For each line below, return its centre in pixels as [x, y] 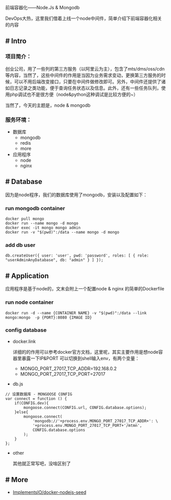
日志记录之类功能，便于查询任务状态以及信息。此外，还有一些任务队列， [85, 88]
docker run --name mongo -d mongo [42, 223]
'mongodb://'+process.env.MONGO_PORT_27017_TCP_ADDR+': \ [95, 421]
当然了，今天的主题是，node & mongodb [48, 105]
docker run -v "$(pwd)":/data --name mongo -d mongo [62, 232]
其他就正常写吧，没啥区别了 [42, 463]
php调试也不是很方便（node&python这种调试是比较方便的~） [74, 94]
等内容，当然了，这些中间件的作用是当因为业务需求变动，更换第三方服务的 [83, 75]
